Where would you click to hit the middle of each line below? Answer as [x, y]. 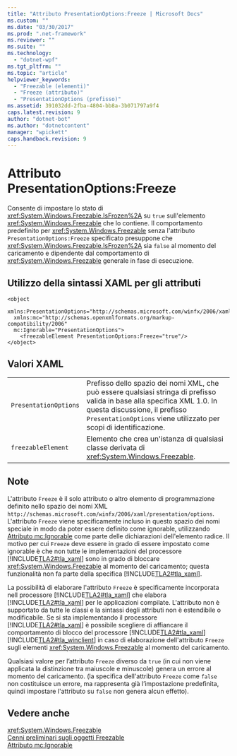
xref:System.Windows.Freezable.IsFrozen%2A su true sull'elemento [107, 215]
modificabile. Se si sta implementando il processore [82, 617]
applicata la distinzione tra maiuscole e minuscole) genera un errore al [109, 668]
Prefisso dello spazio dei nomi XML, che [153, 383]
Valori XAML [36, 364]
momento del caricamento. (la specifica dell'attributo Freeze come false [112, 676]
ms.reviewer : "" [31, 40]
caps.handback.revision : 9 [47, 138]
